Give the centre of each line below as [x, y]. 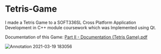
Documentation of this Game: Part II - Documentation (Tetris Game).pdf [76, 37]
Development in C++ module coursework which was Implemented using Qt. [80, 27]
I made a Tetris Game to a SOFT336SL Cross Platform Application [71, 22]
